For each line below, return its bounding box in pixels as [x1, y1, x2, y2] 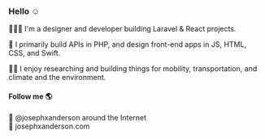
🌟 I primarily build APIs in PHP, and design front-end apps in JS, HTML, [8, 40, 246, 49]
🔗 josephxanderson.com [8, 121, 90, 131]
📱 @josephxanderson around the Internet [8, 112, 147, 122]
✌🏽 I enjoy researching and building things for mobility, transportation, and [8, 64, 258, 74]
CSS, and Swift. [8, 48, 61, 58]
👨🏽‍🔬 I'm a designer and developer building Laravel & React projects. [8, 24, 237, 34]
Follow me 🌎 [8, 91, 53, 101]
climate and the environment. [8, 73, 106, 82]
